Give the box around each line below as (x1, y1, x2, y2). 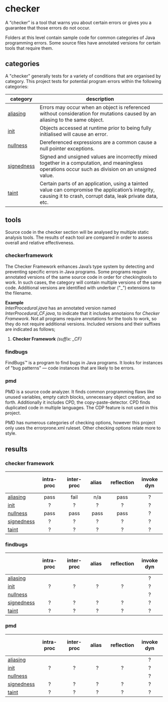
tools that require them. (5, 45, 53, 51)
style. (5, 430, 16, 436)
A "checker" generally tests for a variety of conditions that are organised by (5, 73, 161, 79)
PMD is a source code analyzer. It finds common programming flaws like (5, 389, 154, 395)
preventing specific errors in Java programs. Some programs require (5, 268, 146, 275)
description (85, 95, 114, 102)
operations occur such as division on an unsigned (39, 165, 156, 172)
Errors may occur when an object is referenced (39, 103, 150, 110)
